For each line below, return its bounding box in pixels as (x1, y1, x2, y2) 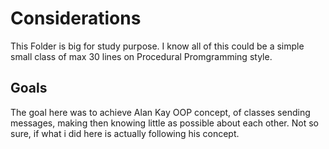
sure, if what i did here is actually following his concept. (10, 127, 240, 139)
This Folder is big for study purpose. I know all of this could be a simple (10, 40, 305, 52)
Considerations (10, 7, 142, 30)
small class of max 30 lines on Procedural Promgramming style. (10, 50, 273, 62)
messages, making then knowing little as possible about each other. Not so (10, 117, 319, 129)
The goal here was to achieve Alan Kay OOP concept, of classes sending (10, 106, 311, 118)
